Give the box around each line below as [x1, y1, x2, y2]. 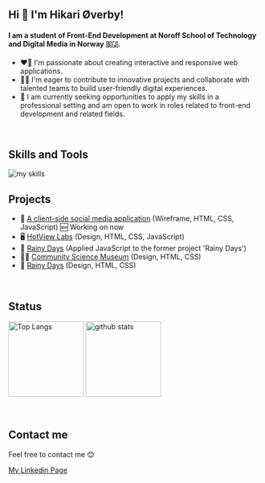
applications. [19, 66, 63, 76]
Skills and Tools [8, 147, 88, 161]
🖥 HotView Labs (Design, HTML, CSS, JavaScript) [19, 232, 185, 242]
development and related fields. [19, 109, 125, 118]
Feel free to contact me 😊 [8, 449, 95, 459]
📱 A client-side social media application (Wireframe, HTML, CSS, [19, 214, 234, 224]
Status [8, 299, 43, 313]
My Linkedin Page [8, 464, 68, 475]
